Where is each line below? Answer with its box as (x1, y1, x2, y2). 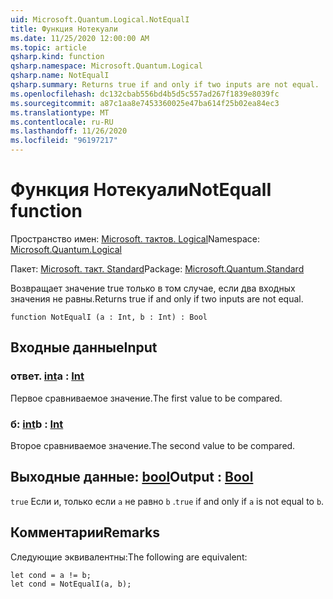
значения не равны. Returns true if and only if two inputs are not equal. (10, 292, 304, 305)
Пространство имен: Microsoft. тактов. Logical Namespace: (10, 232, 261, 245)
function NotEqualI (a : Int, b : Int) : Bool (10, 312, 208, 322)
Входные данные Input (10, 339, 158, 356)
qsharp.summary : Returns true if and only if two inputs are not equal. (10, 80, 320, 90)
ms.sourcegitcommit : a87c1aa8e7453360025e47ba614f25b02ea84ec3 (10, 98, 280, 108)
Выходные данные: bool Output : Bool (10, 469, 254, 486)
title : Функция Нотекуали (10, 24, 118, 34)
